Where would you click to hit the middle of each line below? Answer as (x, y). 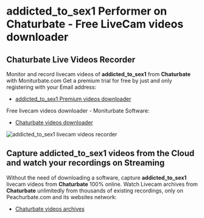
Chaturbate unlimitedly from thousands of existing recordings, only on (95, 191)
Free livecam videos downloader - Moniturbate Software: (78, 111)
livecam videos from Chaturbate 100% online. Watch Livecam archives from (102, 184)
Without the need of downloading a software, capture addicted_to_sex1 (97, 177)
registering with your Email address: (51, 87)
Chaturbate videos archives (50, 209)
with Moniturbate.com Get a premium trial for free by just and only (89, 81)
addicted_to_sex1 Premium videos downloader (73, 99)
